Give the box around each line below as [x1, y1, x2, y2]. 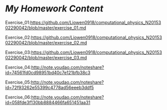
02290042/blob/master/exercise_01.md [5, 24, 86, 30]
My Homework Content [5, 3, 104, 14]
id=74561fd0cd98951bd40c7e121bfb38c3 [5, 69, 91, 75]
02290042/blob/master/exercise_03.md [5, 54, 87, 60]
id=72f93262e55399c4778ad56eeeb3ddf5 [5, 84, 94, 90]
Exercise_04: [5, 64, 31, 70]
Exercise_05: [5, 79, 31, 85]
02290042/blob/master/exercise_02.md [5, 39, 87, 45]
